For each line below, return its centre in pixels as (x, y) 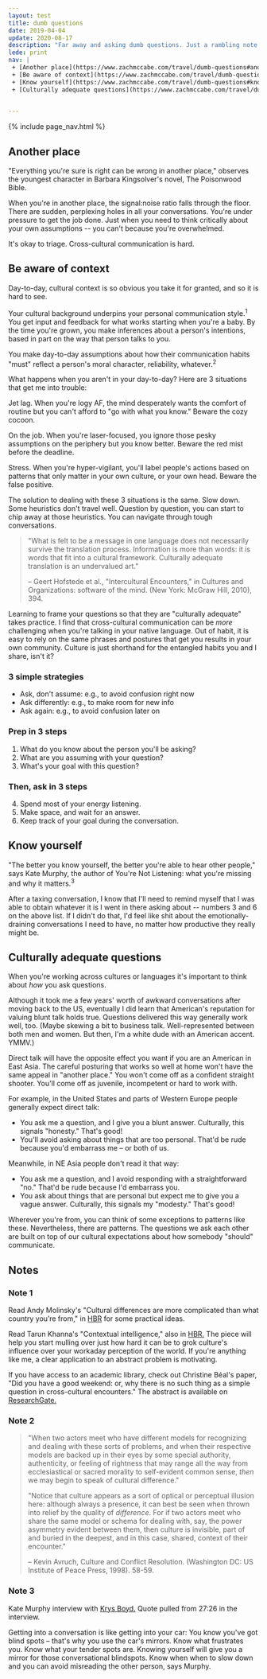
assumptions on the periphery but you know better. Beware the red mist (126, 444)
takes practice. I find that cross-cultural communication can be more (120, 622)
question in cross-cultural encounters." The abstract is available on (118, 1392)
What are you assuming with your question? (92, 758)
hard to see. (28, 296)
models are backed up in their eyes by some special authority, (129, 1455)
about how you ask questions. (57, 985)
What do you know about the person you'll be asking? (108, 749)
